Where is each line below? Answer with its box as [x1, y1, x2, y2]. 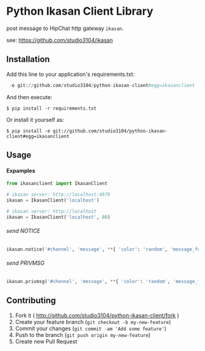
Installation [6, 54, 50, 65]
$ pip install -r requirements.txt [6, 105, 97, 111]
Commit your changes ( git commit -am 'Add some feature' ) [15, 325, 167, 332]
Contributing [6, 295, 56, 306]
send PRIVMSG [6, 259, 45, 267]
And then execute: [6, 93, 52, 100]
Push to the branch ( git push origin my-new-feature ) [15, 331, 151, 338]
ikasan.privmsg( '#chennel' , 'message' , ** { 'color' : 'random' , [6, 278, 171, 284]
